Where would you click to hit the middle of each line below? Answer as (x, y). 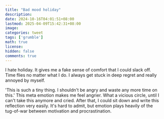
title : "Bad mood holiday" (33, 10)
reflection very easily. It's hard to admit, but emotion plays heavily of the (79, 106)
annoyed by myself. (25, 80)
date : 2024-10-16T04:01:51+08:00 (40, 19)
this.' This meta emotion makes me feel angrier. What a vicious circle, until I (82, 95)
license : (14, 47)
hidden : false (20, 51)
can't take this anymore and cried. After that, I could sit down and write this (82, 101)
